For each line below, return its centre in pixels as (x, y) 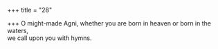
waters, (18, 31)
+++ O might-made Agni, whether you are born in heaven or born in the (109, 23)
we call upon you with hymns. (49, 38)
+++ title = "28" (30, 10)
